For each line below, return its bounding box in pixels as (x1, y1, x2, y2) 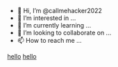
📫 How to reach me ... (17, 37, 82, 44)
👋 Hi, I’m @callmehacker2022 (17, 7, 103, 15)
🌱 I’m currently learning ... (17, 21, 92, 29)
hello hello (7, 52, 37, 60)
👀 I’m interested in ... (17, 14, 76, 22)
